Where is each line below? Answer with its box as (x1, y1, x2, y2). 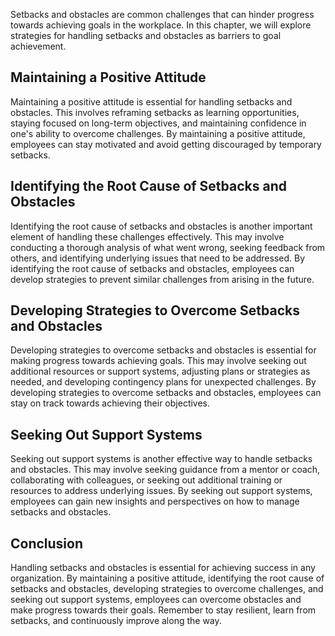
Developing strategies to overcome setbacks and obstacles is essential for (10, 344, 317, 356)
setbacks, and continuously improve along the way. (10, 615, 222, 627)
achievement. (10, 40, 67, 52)
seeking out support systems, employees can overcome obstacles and (10, 594, 302, 606)
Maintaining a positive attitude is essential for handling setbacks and (10, 95, 293, 108)
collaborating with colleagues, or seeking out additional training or (10, 474, 283, 486)
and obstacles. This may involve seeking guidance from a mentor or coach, (10, 464, 321, 476)
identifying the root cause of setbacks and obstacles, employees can (10, 262, 295, 274)
